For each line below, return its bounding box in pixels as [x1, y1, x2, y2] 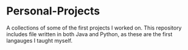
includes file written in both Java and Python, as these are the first [6, 30, 173, 37]
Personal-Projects [6, 4, 100, 18]
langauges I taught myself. [6, 37, 73, 44]
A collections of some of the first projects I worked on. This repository [6, 24, 182, 31]
